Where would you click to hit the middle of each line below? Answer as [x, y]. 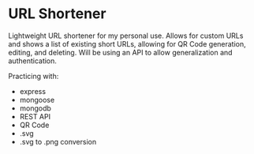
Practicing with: [34, 76]
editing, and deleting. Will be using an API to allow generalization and [120, 52]
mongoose [37, 100]
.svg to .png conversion [58, 141]
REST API [35, 116]
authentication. [33, 61]
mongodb [35, 108]
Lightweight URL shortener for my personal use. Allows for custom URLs [126, 36]
